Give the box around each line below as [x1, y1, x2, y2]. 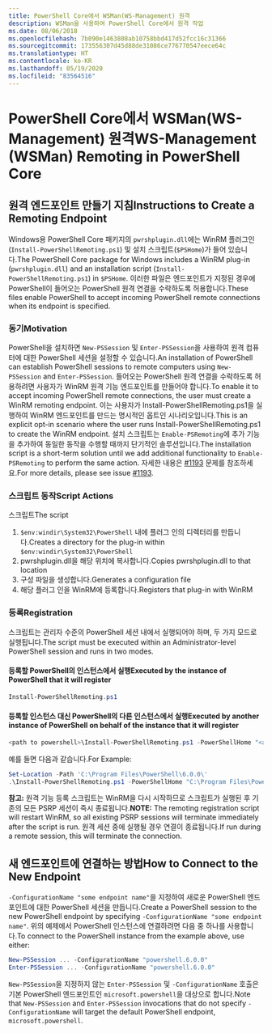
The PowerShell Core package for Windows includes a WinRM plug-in [16, 254, 251, 264]
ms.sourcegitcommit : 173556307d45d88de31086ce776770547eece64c [8, 42, 227, 50]
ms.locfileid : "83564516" [8, 72, 96, 80]
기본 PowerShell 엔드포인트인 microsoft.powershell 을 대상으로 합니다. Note [8, 989, 251, 999]
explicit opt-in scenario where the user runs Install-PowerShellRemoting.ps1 [8, 419, 261, 429]
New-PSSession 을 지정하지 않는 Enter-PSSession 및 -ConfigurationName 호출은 [8, 979, 259, 989]
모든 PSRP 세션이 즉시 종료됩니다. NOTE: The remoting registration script [23, 803, 260, 813]
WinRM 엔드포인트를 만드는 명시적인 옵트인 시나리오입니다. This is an [29, 410, 249, 420]
